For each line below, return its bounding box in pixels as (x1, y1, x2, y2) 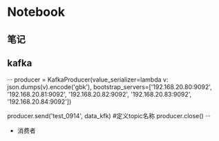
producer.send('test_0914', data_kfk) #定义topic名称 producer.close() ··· (7, 112, 211, 120)
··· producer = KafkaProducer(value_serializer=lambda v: (7, 75, 169, 84)
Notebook (7, 4, 66, 20)
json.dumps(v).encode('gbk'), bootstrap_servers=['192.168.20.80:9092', (7, 83, 212, 91)
